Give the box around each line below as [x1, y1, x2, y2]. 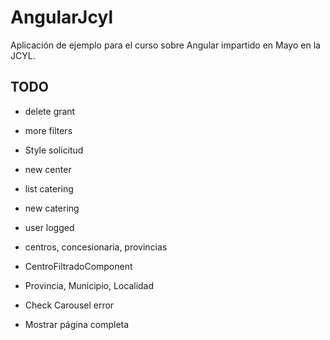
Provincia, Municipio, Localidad [24, 279, 155, 291]
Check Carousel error [24, 299, 115, 311]
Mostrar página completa [24, 318, 130, 330]
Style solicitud [24, 144, 84, 156]
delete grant [24, 105, 76, 117]
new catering [24, 202, 80, 214]
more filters [24, 124, 73, 136]
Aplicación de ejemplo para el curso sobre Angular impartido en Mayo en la [10, 39, 321, 51]
